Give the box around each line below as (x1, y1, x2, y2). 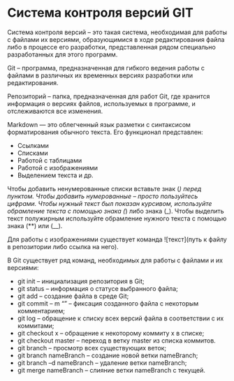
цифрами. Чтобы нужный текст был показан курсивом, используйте (7, 199, 212, 207)
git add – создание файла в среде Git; (17, 292, 129, 300)
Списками (17, 149, 49, 157)
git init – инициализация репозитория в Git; (17, 277, 145, 285)
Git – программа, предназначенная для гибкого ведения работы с (7, 63, 205, 72)
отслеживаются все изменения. (7, 107, 103, 115)
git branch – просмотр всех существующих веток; (17, 343, 167, 352)
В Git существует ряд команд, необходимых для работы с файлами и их (7, 256, 224, 264)
